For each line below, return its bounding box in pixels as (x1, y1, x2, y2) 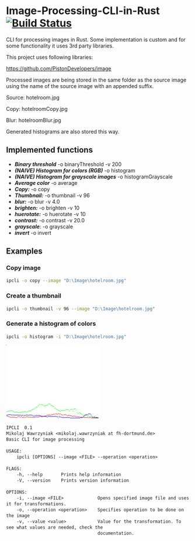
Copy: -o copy (14, 185, 50, 192)
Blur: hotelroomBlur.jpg (6, 116, 61, 124)
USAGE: (6, 448, 22, 454)
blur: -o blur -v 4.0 (14, 198, 60, 205)
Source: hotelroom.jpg (6, 94, 60, 101)
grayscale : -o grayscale (14, 223, 74, 230)
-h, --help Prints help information (16, 471, 121, 478)
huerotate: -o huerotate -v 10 (14, 210, 86, 218)
